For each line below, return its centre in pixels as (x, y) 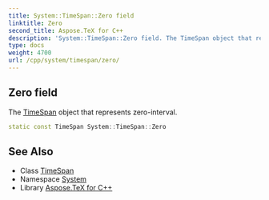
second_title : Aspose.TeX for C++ (66, 30)
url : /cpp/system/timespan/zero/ (64, 61)
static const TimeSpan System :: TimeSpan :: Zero (87, 126)
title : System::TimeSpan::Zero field (71, 16)
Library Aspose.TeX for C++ (66, 188)
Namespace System (53, 179)
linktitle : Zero (35, 23)
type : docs (26, 46)
